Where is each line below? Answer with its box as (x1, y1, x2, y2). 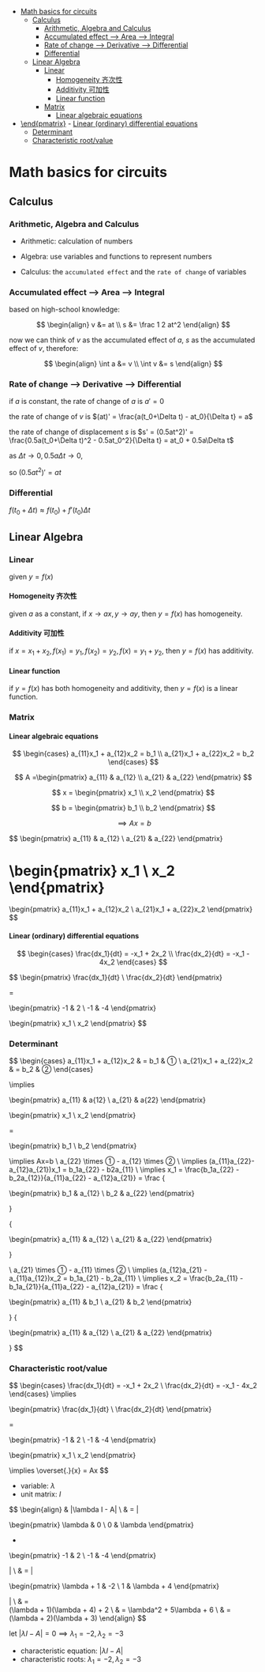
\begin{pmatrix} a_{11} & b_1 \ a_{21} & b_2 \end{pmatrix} (9, 1296, 192, 1307)
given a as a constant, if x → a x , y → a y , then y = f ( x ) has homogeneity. (9, 609, 243, 619)
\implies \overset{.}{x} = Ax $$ (9, 1466, 109, 1475)
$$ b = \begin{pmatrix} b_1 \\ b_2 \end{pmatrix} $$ (50, 803, 216, 813)
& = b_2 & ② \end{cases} (9, 1064, 94, 1074)
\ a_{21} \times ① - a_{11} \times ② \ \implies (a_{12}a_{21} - (9, 1265, 207, 1274)
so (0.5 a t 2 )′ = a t (9, 466, 62, 477)
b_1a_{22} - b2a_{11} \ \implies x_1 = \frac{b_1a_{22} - (69, 1164, 240, 1174)
